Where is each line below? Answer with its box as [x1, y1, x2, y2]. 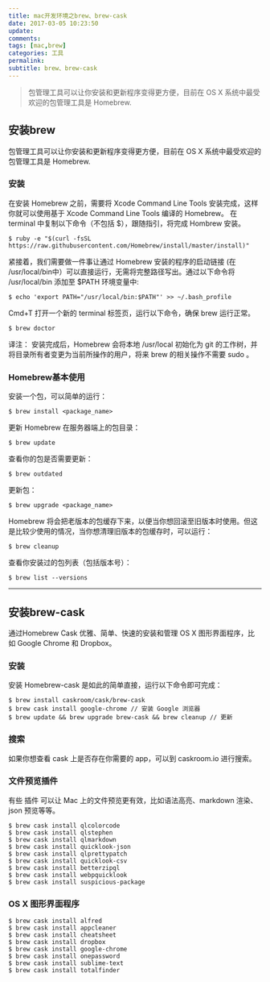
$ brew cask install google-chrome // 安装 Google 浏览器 [8, 705, 201, 714]
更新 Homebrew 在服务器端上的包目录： [8, 422, 141, 432]
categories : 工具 [8, 49, 64, 57]
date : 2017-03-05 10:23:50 [8, 19, 99, 27]
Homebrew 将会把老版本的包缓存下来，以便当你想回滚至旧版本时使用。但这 [8, 517, 259, 526]
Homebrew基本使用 [8, 372, 86, 383]
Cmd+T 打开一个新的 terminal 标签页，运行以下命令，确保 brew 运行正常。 [8, 308, 256, 318]
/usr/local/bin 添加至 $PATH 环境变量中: [8, 277, 139, 286]
